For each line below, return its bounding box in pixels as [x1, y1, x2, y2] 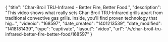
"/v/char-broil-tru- [125, 26, 163, 32]
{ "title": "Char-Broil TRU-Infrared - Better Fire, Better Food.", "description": [5, 5, 161, 10]
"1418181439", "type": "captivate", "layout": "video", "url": [5, 26, 125, 32]
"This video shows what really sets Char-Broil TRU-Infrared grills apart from [5, 10, 163, 16]
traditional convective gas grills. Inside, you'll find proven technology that [5, 15, 157, 21]
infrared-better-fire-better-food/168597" [5, 31, 89, 37]
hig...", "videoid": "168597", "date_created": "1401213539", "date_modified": [5, 20, 162, 26]
